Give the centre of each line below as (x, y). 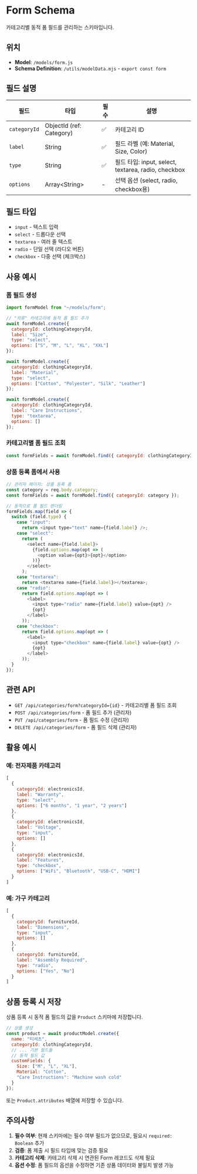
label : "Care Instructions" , (47, 411)
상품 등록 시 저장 (34, 1001)
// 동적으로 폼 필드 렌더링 (34, 506)
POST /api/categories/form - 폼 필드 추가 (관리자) (73, 712)
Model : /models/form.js (44, 62)
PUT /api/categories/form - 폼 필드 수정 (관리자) (72, 720)
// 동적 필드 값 (28, 1055)
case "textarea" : (38, 577)
